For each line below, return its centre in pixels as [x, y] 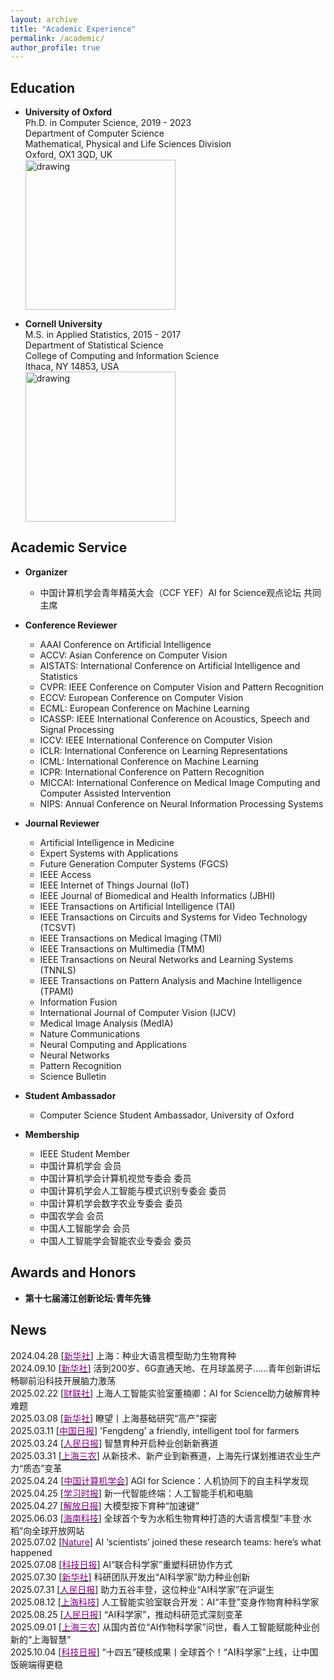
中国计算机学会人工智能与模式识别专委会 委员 [133, 1190]
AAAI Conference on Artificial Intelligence [125, 644]
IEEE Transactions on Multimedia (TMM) [122, 948]
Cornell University [63, 324]
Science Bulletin [73, 1076]
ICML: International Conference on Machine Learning [149, 761]
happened [31, 1552]
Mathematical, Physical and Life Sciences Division [128, 144]
